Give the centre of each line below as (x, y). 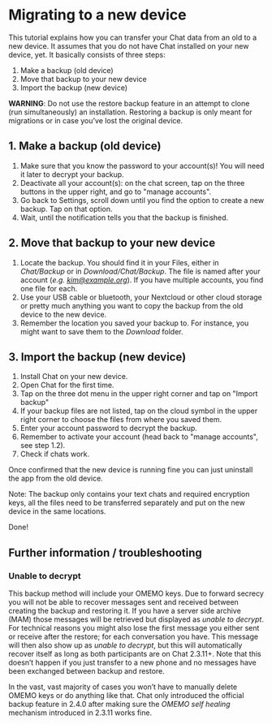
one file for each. (49, 288)
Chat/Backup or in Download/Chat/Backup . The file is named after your (140, 271)
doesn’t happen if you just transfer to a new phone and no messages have (133, 662)
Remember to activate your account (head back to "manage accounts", (139, 437)
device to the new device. (63, 314)
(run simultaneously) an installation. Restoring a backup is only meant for (130, 112)
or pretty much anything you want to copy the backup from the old (132, 305)
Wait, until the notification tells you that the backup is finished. (124, 218)
